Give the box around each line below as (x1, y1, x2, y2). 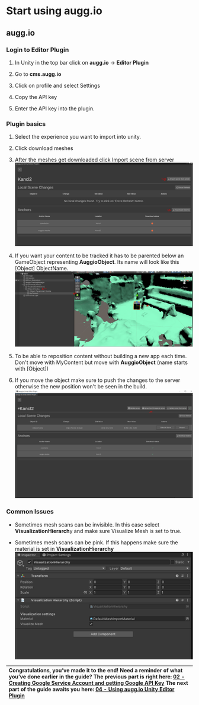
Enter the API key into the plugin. (14, 105, 95, 112)
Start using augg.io (6, 4, 102, 18)
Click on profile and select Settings (14, 82, 101, 89)
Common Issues (6, 508, 54, 516)
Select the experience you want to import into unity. (14, 133, 141, 141)
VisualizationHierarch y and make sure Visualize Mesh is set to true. (14, 527, 182, 534)
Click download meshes (14, 145, 73, 152)
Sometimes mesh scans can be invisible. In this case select (14, 521, 160, 528)
